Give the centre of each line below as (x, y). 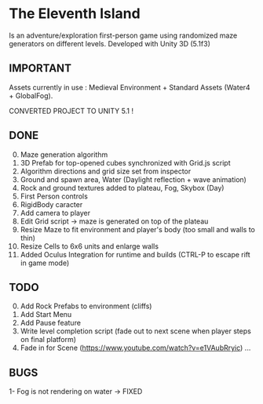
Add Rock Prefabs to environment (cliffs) (86, 306)
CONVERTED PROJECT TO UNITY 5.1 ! (71, 111)
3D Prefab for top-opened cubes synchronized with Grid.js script (125, 162)
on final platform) (48, 340)
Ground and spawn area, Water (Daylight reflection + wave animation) (133, 179)
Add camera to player (55, 213)
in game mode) (45, 263)
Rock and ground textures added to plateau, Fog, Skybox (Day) (122, 187)
